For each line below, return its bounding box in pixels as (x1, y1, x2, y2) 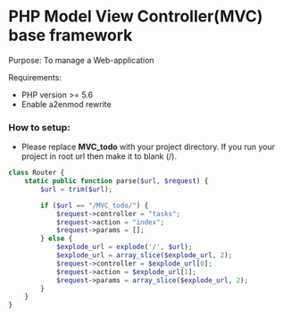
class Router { (8, 168, 65, 178)
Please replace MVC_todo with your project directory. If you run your (21, 141, 276, 153)
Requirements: (8, 71, 62, 82)
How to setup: (8, 121, 71, 133)
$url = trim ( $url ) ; (40, 185, 113, 194)
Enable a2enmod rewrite (21, 98, 112, 109)
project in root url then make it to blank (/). (21, 151, 178, 162)
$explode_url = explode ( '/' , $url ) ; (55, 243, 193, 252)
